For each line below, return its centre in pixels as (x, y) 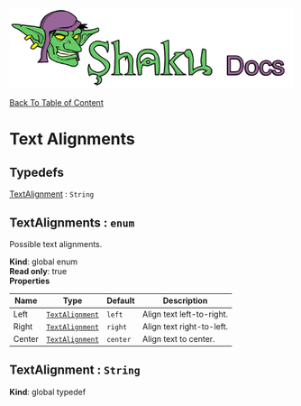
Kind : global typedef (48, 392)
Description (185, 300)
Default (121, 300)
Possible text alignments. (56, 244)
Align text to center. (179, 339)
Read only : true (38, 271)
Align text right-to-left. (185, 326)
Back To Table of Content (56, 103)
